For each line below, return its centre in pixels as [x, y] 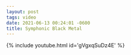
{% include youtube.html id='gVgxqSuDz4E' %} [65, 45]
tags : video [21, 17]
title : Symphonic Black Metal [44, 28]
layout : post [23, 12]
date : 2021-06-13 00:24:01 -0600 [48, 23]
